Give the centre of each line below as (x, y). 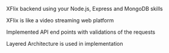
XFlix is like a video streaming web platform (60, 20)
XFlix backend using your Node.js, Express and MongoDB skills (85, 9)
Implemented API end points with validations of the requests (81, 32)
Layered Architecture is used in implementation (65, 44)
